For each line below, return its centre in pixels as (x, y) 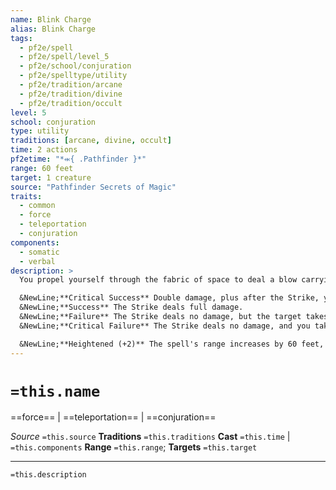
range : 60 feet (42, 168)
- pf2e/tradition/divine (71, 94)
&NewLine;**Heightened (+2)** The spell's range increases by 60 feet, (172, 344)
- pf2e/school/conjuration (75, 66)
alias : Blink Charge (53, 29)
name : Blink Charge (51, 19)
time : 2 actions (44, 150)
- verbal (37, 261)
